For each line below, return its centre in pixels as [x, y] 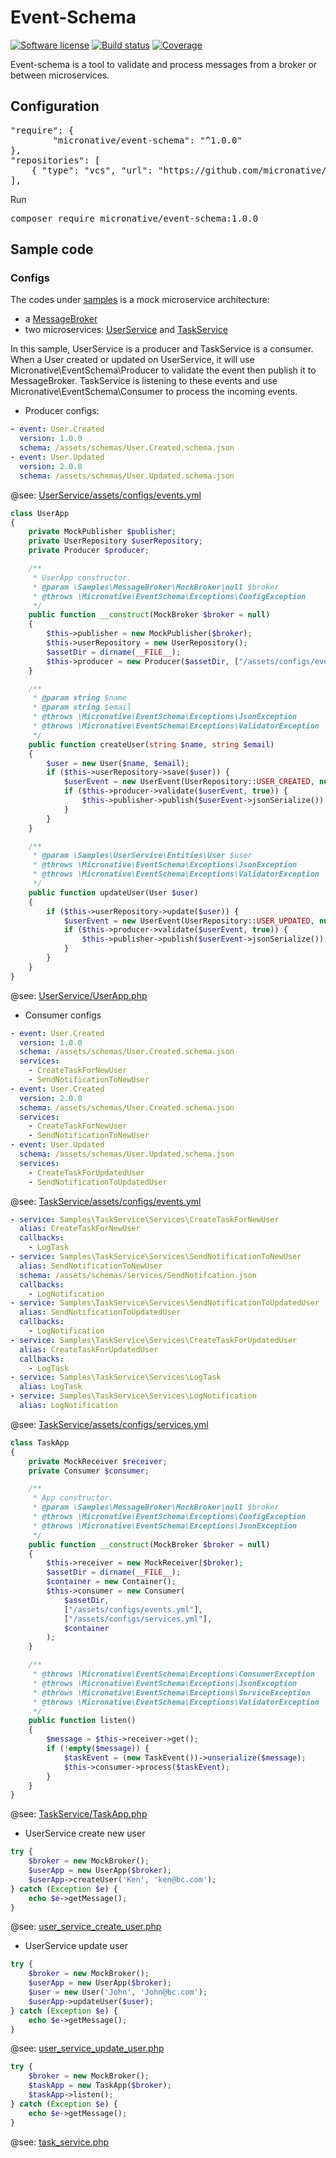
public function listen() [82, 1721]
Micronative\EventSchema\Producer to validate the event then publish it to [163, 370]
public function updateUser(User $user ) [113, 892]
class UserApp [40, 513]
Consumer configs [63, 1015]
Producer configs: [62, 411]
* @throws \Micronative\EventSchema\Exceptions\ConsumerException [173, 1674]
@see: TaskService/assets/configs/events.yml [106, 1201]
